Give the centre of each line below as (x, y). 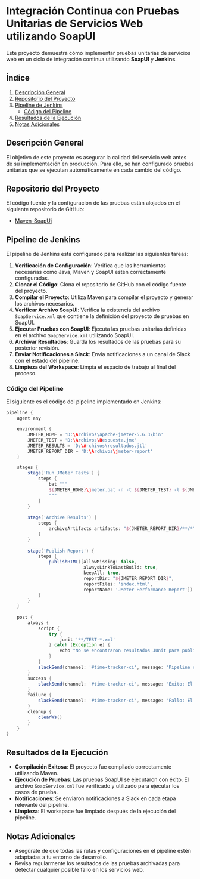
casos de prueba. (36, 792)
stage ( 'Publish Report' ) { (61, 551)
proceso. (26, 374)
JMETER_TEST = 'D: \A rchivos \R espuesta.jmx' (82, 440)
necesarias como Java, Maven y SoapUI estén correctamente (90, 272)
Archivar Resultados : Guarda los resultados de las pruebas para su (98, 342)
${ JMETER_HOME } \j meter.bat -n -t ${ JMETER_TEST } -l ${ (118, 490)
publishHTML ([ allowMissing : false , (93, 562)
